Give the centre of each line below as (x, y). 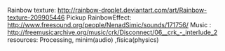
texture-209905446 (36, 17)
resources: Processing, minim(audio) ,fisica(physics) (83, 40)
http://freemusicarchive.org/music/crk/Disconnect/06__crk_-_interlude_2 (112, 32)
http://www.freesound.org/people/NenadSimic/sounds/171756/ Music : (109, 25)
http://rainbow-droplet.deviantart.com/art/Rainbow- (132, 10)
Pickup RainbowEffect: (99, 17)
